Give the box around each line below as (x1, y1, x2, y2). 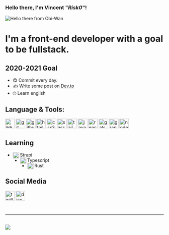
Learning (5, 138, 34, 147)
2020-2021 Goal (5, 64, 58, 72)
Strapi (20, 152, 33, 158)
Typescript (27, 157, 49, 163)
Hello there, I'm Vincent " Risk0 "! (5, 4, 87, 11)
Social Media (5, 177, 47, 186)
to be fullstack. (5, 44, 69, 55)
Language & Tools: (5, 105, 65, 113)
